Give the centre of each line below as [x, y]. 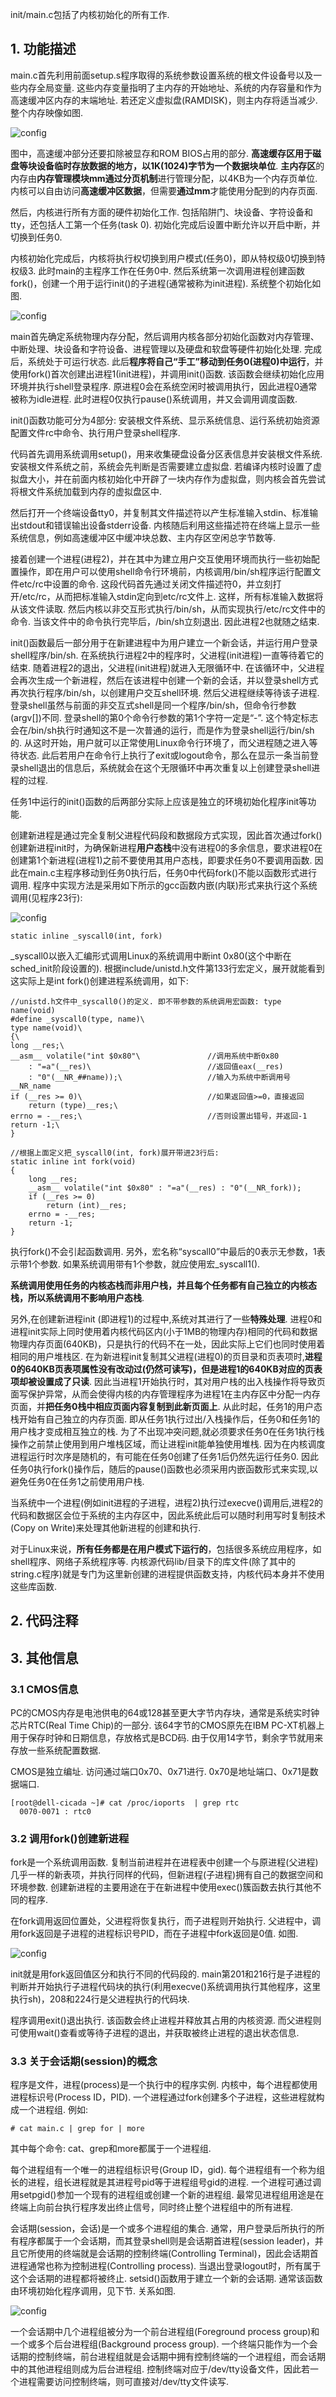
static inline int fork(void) [73, 1161]
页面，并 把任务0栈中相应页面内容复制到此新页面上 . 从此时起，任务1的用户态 [166, 1406]
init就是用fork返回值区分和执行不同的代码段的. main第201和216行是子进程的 [165, 1974]
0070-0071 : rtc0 [55, 1811]
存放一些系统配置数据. [56, 1750]
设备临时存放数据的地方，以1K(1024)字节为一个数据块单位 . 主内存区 [176, 165]
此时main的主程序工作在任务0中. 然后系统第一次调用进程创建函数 [171, 270]
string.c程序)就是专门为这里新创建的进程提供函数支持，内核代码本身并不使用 [167, 1574]
